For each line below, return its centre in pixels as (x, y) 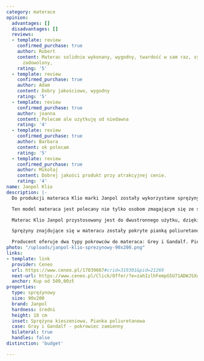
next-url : (24, 276)
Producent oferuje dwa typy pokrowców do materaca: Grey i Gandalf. (100, 242)
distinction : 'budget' (35, 343)
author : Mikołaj (38, 170)
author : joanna (36, 113)
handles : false (31, 338)
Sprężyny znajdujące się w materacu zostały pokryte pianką (89, 231)
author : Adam (34, 86)
